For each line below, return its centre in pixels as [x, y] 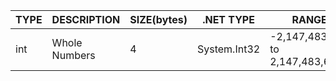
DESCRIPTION [86, 19]
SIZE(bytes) [158, 19]
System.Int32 [228, 49]
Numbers [73, 55]
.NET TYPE [228, 19]
